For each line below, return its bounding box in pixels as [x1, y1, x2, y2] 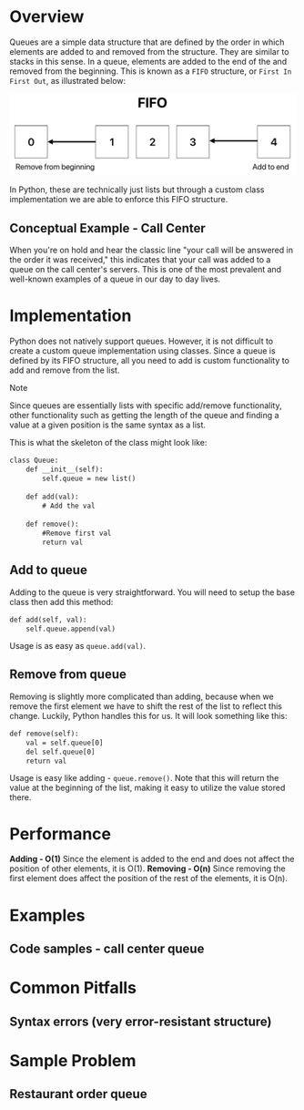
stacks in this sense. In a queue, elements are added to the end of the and [9, 56, 288, 67]
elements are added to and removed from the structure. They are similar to [9, 46, 289, 57]
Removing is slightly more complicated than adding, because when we [9, 691, 275, 702]
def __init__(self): [25, 465, 104, 474]
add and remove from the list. [9, 365, 120, 375]
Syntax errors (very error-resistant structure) [9, 1013, 272, 1029]
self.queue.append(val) [25, 624, 117, 633]
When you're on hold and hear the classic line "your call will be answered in [9, 244, 294, 255]
